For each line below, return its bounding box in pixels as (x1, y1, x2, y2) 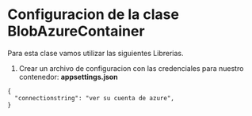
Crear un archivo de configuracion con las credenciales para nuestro (18, 63, 244, 73)
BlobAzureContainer (7, 22, 145, 40)
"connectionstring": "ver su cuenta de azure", (14, 94, 175, 102)
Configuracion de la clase (7, 6, 180, 24)
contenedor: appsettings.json (18, 72, 118, 81)
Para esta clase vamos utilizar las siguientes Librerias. (7, 48, 184, 58)
